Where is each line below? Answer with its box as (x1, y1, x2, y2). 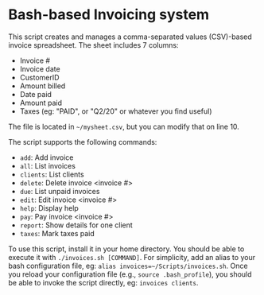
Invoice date (19, 64, 61, 73)
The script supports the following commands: (8, 137, 157, 146)
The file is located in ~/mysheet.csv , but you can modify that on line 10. (8, 122, 240, 131)
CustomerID (19, 72, 60, 82)
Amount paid (19, 98, 62, 107)
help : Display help (19, 203, 80, 212)
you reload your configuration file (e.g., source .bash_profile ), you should (8, 269, 252, 279)
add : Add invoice (19, 153, 74, 162)
